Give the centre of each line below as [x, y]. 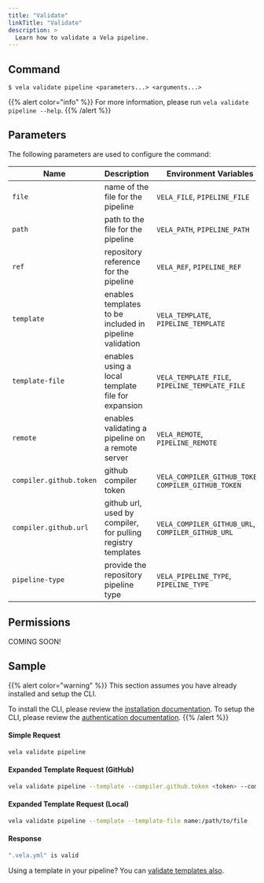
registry [119, 542]
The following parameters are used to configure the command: [110, 154]
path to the [124, 219]
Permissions [39, 623]
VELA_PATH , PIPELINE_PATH [203, 229]
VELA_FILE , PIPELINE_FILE [203, 196]
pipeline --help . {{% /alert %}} [60, 110]
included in [125, 324]
